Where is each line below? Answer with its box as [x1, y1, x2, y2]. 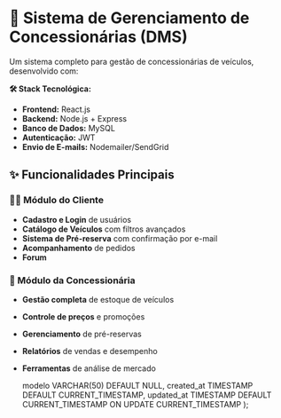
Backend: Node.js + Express [21, 113, 127, 123]
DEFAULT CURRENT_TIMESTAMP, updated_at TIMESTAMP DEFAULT [21, 390, 272, 400]
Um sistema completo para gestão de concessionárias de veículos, [9, 56, 254, 67]
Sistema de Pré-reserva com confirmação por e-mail [21, 233, 218, 243]
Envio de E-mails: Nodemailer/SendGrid [21, 141, 169, 152]
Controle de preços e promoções [21, 311, 145, 322]
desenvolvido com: [9, 66, 79, 76]
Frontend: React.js [21, 104, 91, 114]
